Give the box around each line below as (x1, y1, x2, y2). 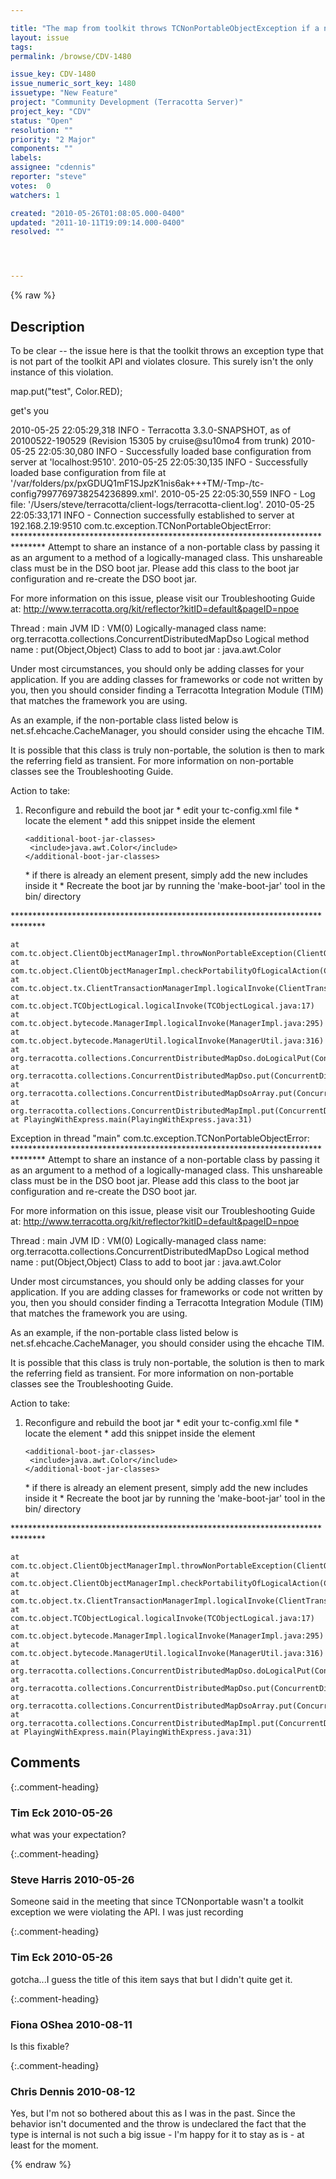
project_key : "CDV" (10, 106, 92, 116)
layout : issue (10, 32, 70, 43)
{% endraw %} (10, 2159, 72, 2171)
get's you (10, 404, 50, 416)
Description (10, 318, 85, 335)
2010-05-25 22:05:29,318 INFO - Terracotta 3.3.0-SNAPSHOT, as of (10, 424, 292, 436)
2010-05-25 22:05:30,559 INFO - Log (160, 487, 316, 500)
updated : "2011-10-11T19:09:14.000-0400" (10, 217, 186, 228)
